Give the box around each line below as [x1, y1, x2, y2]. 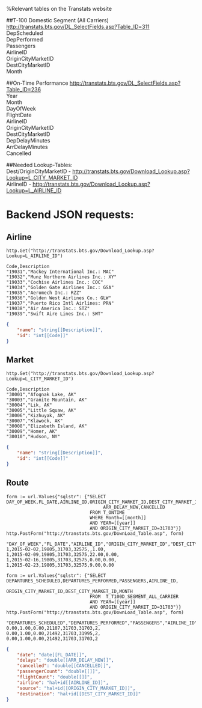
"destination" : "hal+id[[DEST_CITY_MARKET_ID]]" [17, 691, 141, 697]
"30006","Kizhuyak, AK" [6, 413, 66, 419]
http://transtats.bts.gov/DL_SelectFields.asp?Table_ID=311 [6, 23, 150, 30]
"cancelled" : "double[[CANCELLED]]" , [17, 663, 112, 669]
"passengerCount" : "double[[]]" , [17, 668, 101, 675]
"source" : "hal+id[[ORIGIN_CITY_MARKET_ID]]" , [17, 685, 136, 691]
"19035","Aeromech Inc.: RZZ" [6, 290, 82, 296]
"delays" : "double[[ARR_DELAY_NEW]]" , [17, 658, 114, 664]
